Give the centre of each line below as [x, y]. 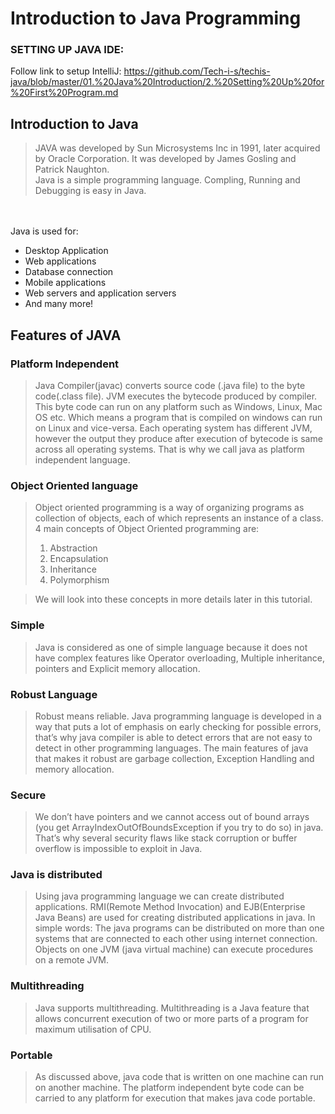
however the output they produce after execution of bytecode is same [178, 438]
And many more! [59, 304]
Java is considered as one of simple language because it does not [171, 647]
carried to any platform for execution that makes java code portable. [175, 1098]
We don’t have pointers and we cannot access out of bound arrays [172, 817]
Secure [28, 795]
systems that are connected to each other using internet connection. [176, 939]
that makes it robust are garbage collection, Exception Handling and [174, 758]
